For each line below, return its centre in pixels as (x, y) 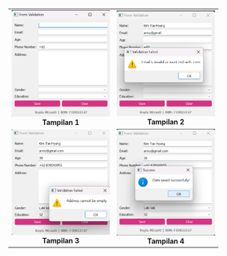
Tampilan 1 (61, 122)
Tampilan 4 (166, 241)
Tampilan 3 (61, 240)
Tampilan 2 (166, 122)
